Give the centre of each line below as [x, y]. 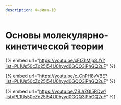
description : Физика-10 [31, 10]
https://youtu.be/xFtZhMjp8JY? [72, 60]
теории [87, 46]
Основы [23, 35]
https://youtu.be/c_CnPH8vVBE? [73, 76]
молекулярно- [76, 35]
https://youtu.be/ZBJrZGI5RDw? [73, 91]
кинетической [38, 46]
